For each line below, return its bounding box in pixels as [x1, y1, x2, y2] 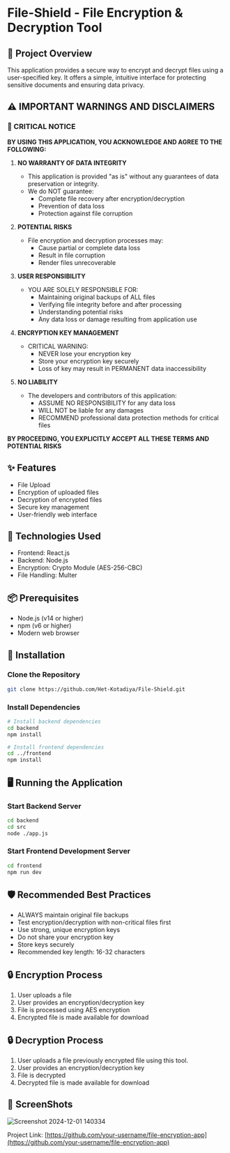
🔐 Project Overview [7, 47, 93, 59]
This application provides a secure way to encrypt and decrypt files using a [7, 66, 224, 74]
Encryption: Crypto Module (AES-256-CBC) [17, 563, 143, 572]
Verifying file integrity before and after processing [38, 300, 183, 308]
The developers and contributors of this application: [27, 391, 177, 399]
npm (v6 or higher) [17, 622, 72, 630]
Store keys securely [17, 940, 75, 949]
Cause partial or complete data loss [38, 243, 141, 252]
